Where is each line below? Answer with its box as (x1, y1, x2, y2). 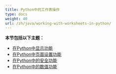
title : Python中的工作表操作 (5, 7, 60, 12)
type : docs (5, 12, 28, 17)
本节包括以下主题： (5, 35, 44, 41)
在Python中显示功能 (12, 45, 53, 51)
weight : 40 (5, 16, 28, 21)
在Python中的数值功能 (12, 64, 58, 70)
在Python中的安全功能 (12, 57, 58, 64)
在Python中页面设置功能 (12, 51, 62, 57)
